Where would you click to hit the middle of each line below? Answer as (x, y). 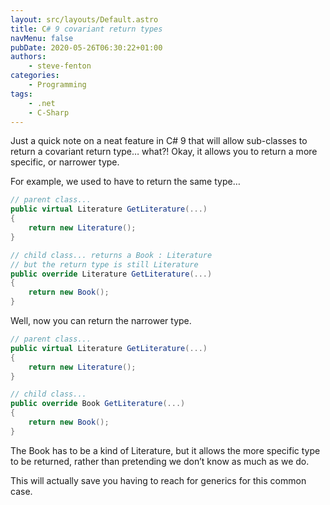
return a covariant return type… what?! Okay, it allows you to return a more (164, 152)
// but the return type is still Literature (104, 264)
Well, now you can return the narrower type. (101, 320)
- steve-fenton (60, 66)
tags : (21, 94)
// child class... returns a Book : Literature (111, 255)
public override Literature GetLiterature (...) (111, 274)
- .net (42, 103)
